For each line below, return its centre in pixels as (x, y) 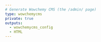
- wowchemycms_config (31, 28)
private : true (19, 18)
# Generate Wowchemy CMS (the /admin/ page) (51, 9)
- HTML (16, 32)
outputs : (14, 23)
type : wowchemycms (24, 14)
